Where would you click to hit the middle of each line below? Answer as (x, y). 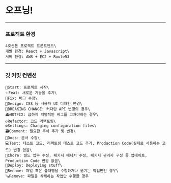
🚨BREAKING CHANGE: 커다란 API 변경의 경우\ (48, 109)
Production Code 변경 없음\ (33, 161)
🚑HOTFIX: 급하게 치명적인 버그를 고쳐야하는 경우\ (52, 115)
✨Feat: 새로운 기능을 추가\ (31, 93)
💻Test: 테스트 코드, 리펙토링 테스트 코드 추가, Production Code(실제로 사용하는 (83, 143)
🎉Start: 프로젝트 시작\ (27, 87)
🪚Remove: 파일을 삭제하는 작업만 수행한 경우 (47, 176)
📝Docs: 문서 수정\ (23, 138)
